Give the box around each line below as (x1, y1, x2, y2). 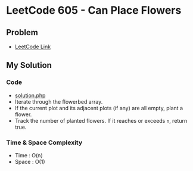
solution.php (14, 92, 46, 99)
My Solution (6, 60, 52, 70)
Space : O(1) (14, 158, 46, 165)
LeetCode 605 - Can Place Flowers (6, 4, 182, 17)
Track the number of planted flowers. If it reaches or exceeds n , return (14, 117, 188, 124)
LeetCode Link (14, 43, 51, 50)
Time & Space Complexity (6, 138, 83, 147)
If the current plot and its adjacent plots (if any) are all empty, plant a (14, 104, 183, 111)
